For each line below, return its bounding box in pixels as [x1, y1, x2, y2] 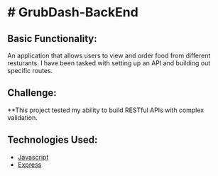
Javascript [17, 153, 49, 161]
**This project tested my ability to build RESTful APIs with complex [7, 106, 205, 114]
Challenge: [7, 87, 57, 99]
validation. [7, 113, 38, 121]
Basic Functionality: [7, 33, 97, 45]
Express [17, 160, 42, 169]
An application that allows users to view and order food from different [7, 51, 211, 60]
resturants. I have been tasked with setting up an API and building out [7, 59, 211, 67]
